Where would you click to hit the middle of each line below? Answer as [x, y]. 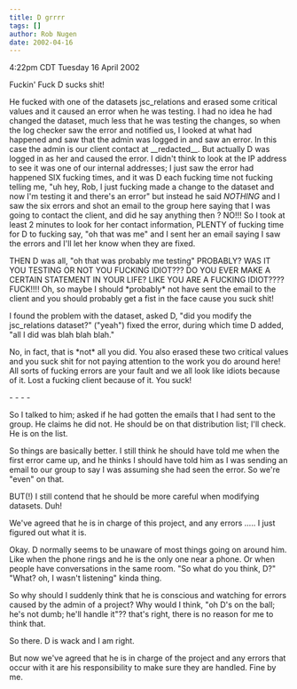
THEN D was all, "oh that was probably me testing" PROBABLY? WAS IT [140, 261]
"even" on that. [37, 479]
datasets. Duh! [35, 506]
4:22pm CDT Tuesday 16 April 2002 [74, 68]
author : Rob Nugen [43, 34]
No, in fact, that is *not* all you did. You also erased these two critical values [149, 352]
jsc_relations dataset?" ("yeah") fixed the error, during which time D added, [146, 325]
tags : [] [25, 26]
